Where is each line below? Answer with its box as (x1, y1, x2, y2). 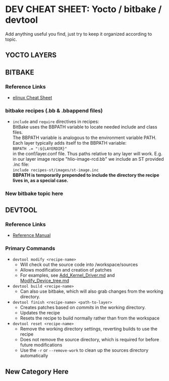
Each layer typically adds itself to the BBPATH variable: (12, 140, 127, 146)
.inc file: (12, 161, 29, 167)
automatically (20, 353, 48, 359)
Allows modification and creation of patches (20, 267, 112, 273)
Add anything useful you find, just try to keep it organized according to (5, 31, 152, 37)
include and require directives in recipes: (12, 118, 99, 124)
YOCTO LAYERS (5, 51, 57, 59)
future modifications (20, 342, 63, 348)
